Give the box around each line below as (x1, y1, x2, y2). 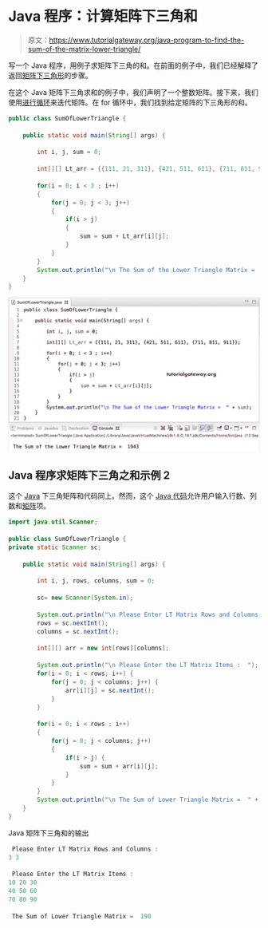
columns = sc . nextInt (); (37, 627, 120, 635)
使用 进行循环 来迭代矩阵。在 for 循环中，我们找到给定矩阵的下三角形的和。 (8, 97, 253, 107)
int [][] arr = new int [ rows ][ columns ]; (37, 644, 170, 653)
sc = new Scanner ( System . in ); (37, 594, 134, 602)
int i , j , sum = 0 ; (37, 148, 102, 156)
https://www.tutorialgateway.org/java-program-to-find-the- (49, 35, 245, 45)
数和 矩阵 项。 (8, 501, 50, 511)
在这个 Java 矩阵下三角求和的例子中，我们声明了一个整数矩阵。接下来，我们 (8, 87, 259, 97)
